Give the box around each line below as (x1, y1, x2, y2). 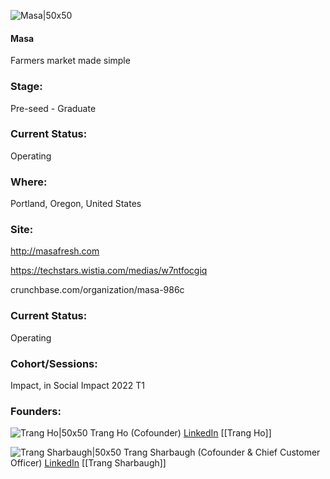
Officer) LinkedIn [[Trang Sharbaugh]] (10, 457, 167, 469)
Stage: (10, 80, 43, 94)
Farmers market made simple (10, 55, 131, 67)
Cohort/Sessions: (10, 356, 98, 370)
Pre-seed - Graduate (10, 102, 97, 114)
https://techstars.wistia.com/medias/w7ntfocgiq (10, 265, 208, 277)
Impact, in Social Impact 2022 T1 (10, 379, 145, 391)
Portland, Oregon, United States (10, 198, 142, 210)
